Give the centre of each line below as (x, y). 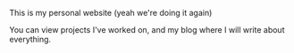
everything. (30, 39)
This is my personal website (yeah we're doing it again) (111, 13)
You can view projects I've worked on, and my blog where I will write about (147, 30)
